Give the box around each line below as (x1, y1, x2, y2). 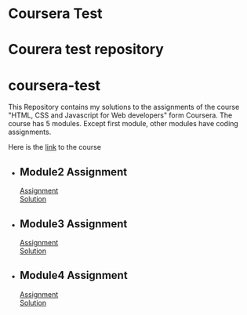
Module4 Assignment (19, 269, 128, 282)
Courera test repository (8, 41, 165, 59)
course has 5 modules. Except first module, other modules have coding (8, 119, 239, 129)
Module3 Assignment (19, 217, 128, 230)
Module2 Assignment (19, 165, 128, 179)
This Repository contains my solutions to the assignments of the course (8, 103, 240, 112)
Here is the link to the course (8, 143, 102, 152)
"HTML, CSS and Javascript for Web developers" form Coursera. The (8, 110, 233, 120)
